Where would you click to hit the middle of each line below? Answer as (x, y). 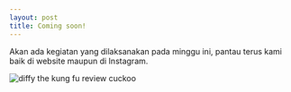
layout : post (34, 17)
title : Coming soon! (48, 26)
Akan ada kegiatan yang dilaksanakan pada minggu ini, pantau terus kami (145, 51)
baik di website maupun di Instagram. (79, 61)
